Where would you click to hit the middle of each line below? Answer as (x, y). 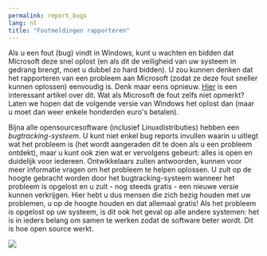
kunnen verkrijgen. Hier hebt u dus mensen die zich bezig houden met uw (130, 195)
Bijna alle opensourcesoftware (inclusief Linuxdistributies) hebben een (124, 127)
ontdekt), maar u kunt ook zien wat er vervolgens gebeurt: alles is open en (130, 153)
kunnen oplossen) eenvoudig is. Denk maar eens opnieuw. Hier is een (123, 87)
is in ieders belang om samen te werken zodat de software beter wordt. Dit (131, 220)
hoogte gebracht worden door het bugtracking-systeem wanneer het (122, 178)
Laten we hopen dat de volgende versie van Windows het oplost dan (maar (132, 103)
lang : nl (23, 23)
